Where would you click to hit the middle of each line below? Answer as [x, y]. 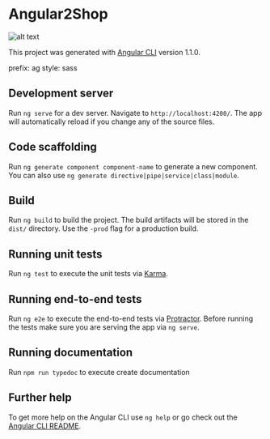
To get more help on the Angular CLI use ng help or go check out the [123, 417]
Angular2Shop [58, 14]
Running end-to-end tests [75, 299]
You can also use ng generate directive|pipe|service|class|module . [124, 175]
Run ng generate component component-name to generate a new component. [133, 166]
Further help [40, 398]
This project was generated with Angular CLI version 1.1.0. [104, 52]
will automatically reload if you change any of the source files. [112, 121]
